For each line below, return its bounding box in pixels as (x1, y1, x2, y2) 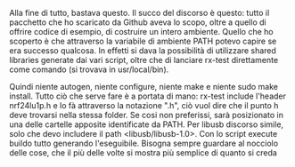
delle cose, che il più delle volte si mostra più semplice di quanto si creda (9, 147, 278, 158)
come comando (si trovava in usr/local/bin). (9, 64, 169, 75)
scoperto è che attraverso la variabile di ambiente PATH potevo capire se (9, 36, 277, 46)
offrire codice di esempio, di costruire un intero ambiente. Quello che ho (9, 27, 274, 36)
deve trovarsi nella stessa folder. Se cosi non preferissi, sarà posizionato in (9, 110, 283, 120)
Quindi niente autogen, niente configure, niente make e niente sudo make (9, 82, 279, 91)
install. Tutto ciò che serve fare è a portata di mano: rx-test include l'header (9, 91, 287, 101)
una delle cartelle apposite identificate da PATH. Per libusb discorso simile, (9, 119, 283, 130)
